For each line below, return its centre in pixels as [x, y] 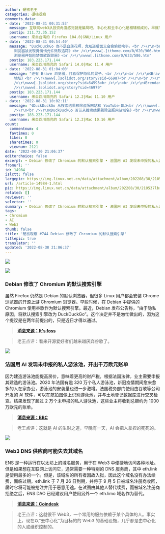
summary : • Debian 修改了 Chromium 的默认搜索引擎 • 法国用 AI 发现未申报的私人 [82, 206]
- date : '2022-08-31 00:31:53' [37, 23]
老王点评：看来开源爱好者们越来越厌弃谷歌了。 [64, 341]
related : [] [17, 192]
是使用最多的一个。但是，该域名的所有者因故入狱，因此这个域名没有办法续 [80, 475]
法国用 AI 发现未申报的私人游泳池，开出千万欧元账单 [67, 365]
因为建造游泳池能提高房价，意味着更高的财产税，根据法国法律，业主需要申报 [82, 376]
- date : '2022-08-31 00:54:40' [37, 42]
